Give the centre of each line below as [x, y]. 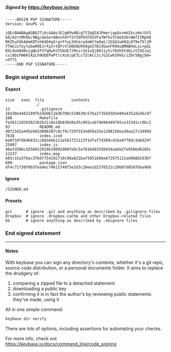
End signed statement [33, 233]
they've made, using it [36, 300]
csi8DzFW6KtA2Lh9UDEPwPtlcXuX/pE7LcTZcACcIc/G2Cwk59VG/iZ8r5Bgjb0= [78, 55]
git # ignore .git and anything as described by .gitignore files [83, 212]
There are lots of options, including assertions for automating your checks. [83, 328]
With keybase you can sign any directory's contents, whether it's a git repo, [84, 262]
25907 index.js [32, 145]
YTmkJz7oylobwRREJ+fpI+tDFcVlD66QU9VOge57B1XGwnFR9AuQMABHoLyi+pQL [78, 46]
